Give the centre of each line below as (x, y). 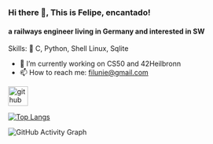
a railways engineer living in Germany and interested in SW (106, 31)
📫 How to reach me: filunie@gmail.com (84, 73)
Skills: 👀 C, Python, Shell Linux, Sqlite (68, 49)
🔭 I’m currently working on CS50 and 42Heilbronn (100, 64)
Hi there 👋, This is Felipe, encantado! (79, 13)
